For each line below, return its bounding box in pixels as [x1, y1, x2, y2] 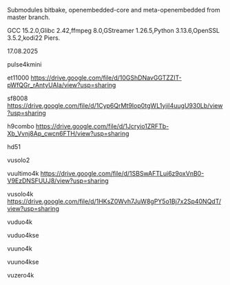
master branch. [7, 13, 50, 21]
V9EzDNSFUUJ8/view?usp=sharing [7, 176, 109, 185]
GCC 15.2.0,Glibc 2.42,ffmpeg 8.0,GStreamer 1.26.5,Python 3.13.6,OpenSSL [7, 27, 220, 34]
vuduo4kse [7, 231, 39, 239]
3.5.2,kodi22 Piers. [7, 34, 61, 42]
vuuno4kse [7, 258, 39, 266]
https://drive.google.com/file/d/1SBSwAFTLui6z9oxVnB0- [40, 170, 205, 177]
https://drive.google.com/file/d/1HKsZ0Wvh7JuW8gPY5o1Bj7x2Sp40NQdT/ [7, 197, 222, 205]
